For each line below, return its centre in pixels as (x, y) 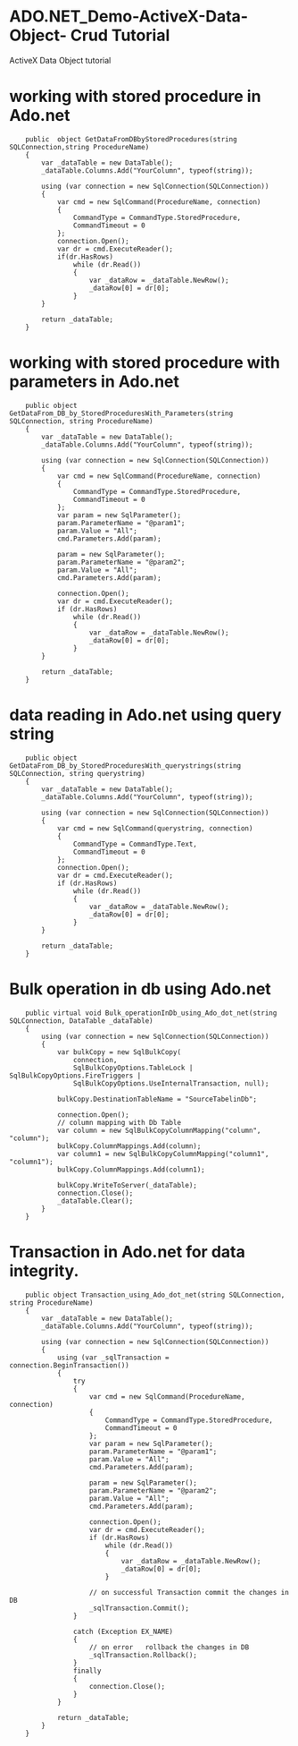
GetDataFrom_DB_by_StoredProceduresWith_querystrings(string (125, 766)
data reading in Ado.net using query (146, 715)
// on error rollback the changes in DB (169, 1647)
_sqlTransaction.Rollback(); (143, 1655)
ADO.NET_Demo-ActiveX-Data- (128, 17)
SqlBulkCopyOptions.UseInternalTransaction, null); (171, 1083)
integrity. (44, 1270)
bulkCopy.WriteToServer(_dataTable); (127, 1185)
